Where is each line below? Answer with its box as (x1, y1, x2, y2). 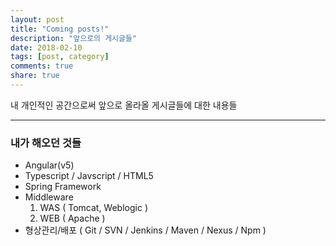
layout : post (10, 14, 65, 25)
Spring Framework (24, 181, 102, 193)
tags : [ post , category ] (10, 52, 110, 62)
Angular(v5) (24, 159, 75, 171)
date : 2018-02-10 (10, 42, 83, 53)
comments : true (10, 61, 74, 71)
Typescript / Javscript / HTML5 (24, 170, 154, 182)
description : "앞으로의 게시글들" (10, 33, 138, 43)
